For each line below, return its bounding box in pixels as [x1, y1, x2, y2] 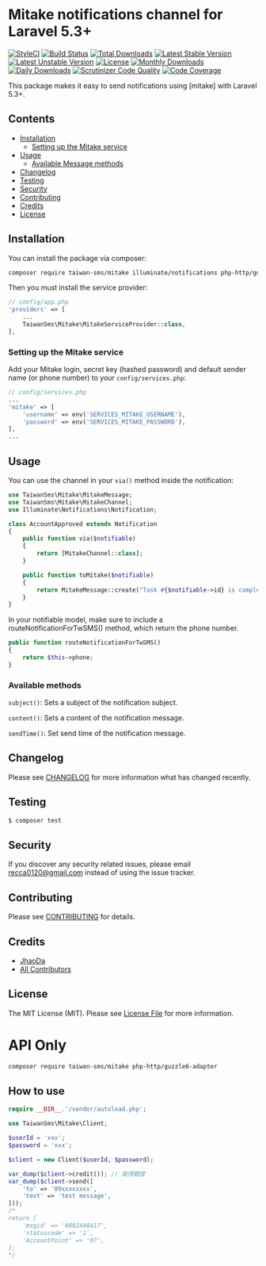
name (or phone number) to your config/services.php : [8, 373, 186, 382]
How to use [8, 1084, 65, 1098]
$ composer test [8, 816, 62, 824]
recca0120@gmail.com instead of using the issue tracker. [8, 868, 196, 877]
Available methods [8, 680, 82, 691]
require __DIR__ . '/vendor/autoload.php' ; [8, 1105, 147, 1114]
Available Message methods [31, 159, 124, 168]
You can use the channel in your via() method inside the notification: [8, 476, 234, 485]
